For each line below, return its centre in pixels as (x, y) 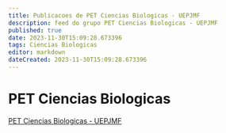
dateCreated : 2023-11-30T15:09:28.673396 (78, 60)
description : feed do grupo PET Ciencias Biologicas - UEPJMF (113, 23)
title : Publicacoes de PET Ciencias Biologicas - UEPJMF (104, 15)
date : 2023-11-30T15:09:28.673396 (65, 38)
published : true (35, 30)
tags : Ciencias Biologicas (53, 45)
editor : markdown (37, 52)
